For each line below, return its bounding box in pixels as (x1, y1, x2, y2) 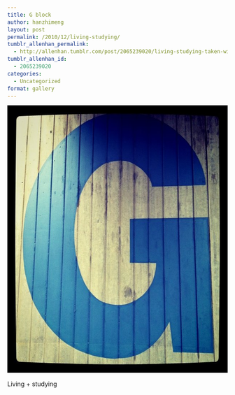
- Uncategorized (13, 78, 61, 85)
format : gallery (7, 85, 55, 92)
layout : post (7, 26, 45, 33)
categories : (7, 70, 42, 77)
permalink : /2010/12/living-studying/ (7, 34, 120, 41)
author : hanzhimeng (7, 18, 64, 26)
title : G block (7, 11, 52, 18)
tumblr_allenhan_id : (7, 56, 68, 63)
